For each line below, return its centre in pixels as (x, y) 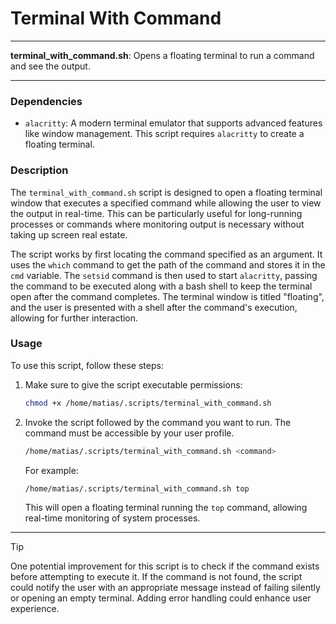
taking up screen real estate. (69, 234)
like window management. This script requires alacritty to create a (164, 134)
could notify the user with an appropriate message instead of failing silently (165, 588)
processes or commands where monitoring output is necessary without (157, 224)
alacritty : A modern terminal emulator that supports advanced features (173, 123)
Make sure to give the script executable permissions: (133, 384)
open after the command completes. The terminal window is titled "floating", (167, 296)
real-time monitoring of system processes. (112, 518)
